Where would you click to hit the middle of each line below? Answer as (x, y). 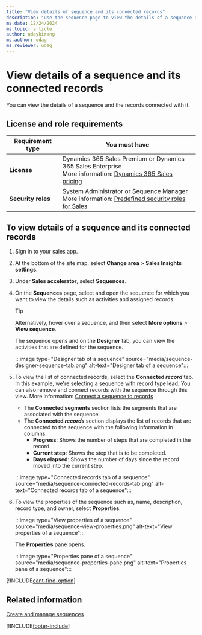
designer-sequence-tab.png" (51, 365)
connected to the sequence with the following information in (98, 427)
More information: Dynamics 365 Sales (118, 174)
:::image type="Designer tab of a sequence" (70, 359)
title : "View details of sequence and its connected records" (86, 12)
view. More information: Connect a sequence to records (84, 397)
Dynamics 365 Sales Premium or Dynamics (123, 159)
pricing (72, 181)
